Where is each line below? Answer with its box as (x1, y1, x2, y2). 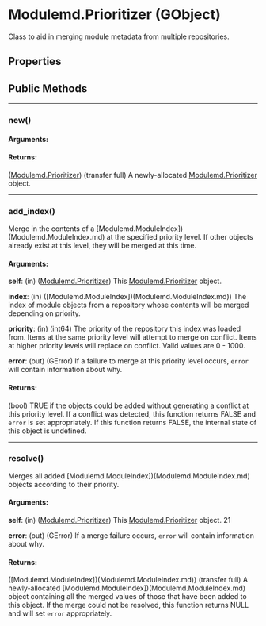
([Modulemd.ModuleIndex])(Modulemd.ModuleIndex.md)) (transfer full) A (8, 575, 248, 585)
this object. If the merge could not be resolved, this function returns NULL (8, 601, 249, 610)
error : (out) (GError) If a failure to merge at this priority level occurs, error (8, 356, 249, 366)
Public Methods (8, 82, 88, 95)
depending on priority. (8, 309, 81, 318)
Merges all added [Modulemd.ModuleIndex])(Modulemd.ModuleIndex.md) (8, 470, 251, 481)
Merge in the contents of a (8, 224, 95, 233)
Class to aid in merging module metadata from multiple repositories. (8, 32, 230, 41)
